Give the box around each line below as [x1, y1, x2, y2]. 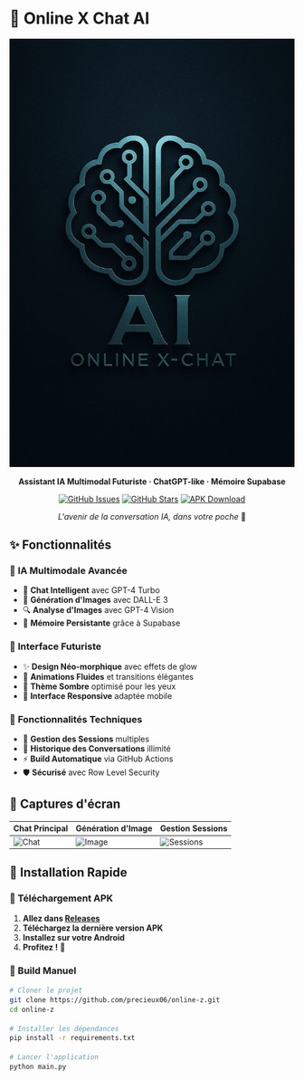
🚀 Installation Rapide [9, 865, 128, 881]
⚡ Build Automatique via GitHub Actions [22, 753, 174, 764]
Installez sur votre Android [22, 932, 125, 942]
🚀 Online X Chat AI [9, 8, 150, 29]
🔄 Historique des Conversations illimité [22, 742, 172, 754]
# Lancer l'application [9, 1053, 100, 1062]
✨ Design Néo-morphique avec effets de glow [22, 661, 197, 672]
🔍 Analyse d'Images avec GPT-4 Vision [22, 605, 175, 616]
